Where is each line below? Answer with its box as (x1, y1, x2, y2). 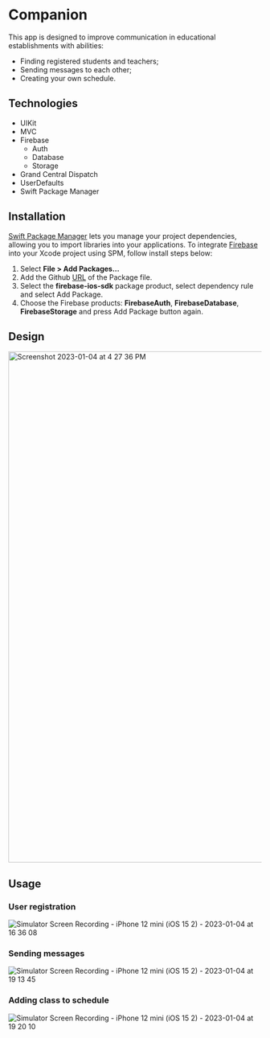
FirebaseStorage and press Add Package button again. (19, 306, 203, 316)
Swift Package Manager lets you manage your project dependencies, (8, 231, 237, 240)
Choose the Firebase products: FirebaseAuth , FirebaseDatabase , (19, 297, 239, 307)
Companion (8, 6, 88, 24)
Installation (8, 210, 66, 224)
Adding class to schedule (8, 995, 110, 1006)
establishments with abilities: (8, 40, 104, 50)
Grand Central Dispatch (19, 169, 99, 178)
